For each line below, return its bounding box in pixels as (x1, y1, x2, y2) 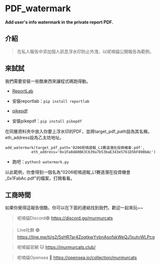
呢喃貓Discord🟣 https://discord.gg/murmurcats (17, 215, 113, 221)
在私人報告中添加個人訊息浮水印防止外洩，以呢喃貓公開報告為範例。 (17, 48, 154, 54)
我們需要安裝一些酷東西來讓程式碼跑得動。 (5, 78, 91, 84)
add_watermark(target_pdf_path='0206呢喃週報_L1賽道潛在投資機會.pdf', (5, 145, 145, 150)
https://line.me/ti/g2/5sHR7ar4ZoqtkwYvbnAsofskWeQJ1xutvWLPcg (17, 234, 155, 240)
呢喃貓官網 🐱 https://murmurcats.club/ (17, 244, 96, 250)
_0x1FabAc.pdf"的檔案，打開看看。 (5, 175, 75, 181)
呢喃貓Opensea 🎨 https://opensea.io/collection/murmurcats (17, 255, 137, 261)
